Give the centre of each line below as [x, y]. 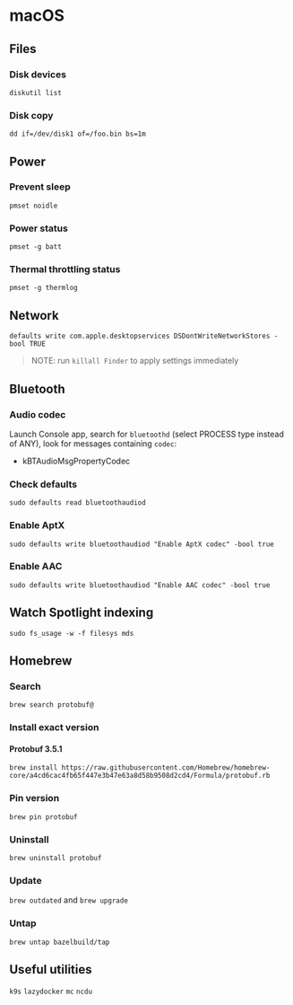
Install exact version [54, 727]
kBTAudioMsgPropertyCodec [76, 461]
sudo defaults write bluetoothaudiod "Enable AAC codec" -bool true [140, 585]
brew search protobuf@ [52, 705]
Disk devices [38, 75]
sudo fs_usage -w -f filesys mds [72, 633]
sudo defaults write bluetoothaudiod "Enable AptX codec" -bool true [142, 544]
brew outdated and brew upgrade [69, 900]
